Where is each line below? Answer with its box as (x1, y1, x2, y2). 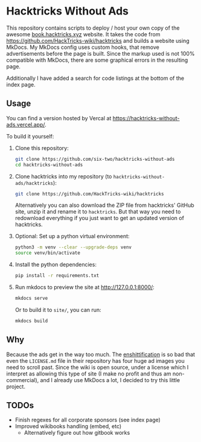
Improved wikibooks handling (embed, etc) (14, 423, 122, 430)
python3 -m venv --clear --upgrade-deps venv (14, 244, 132, 250)
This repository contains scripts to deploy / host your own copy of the (6, 24, 180, 31)
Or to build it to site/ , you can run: (14, 306, 101, 313)
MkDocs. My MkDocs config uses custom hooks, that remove (6, 44, 160, 51)
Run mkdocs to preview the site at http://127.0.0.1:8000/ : (14, 284, 155, 291)
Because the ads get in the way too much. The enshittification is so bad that (6, 351, 195, 358)
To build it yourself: (6, 132, 54, 140)
